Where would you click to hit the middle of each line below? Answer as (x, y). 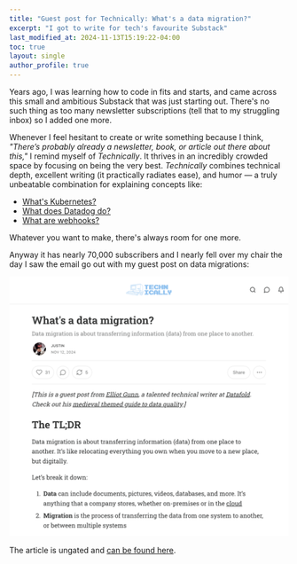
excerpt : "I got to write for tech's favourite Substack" (118, 28)
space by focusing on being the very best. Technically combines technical (145, 165)
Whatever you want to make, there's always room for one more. (125, 238)
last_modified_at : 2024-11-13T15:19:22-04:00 (94, 37)
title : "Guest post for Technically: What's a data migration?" (130, 19)
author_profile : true (49, 66)
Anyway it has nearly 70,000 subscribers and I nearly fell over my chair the (146, 255)
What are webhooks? (61, 220)
